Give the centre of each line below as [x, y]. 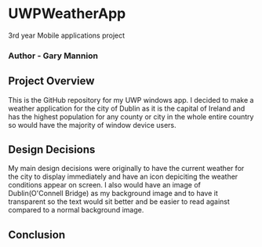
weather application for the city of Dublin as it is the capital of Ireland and [127, 108]
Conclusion [37, 235]
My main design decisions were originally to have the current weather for [126, 169]
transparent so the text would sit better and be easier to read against [119, 202]
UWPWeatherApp [67, 14]
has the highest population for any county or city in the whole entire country [131, 116]
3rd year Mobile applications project [67, 35]
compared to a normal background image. [76, 210]
